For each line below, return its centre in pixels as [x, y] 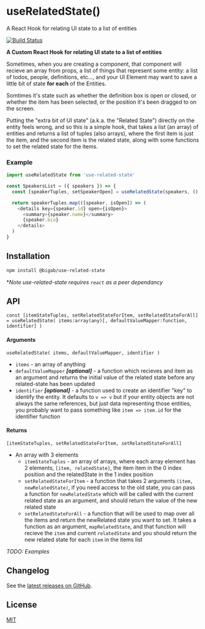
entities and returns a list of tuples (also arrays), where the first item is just [100, 133]
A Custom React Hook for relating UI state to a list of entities [84, 52]
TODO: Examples [28, 551]
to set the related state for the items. [52, 146]
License [22, 605]
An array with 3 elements [47, 455]
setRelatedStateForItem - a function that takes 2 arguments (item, [109, 480]
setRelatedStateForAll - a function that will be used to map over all [109, 513]
